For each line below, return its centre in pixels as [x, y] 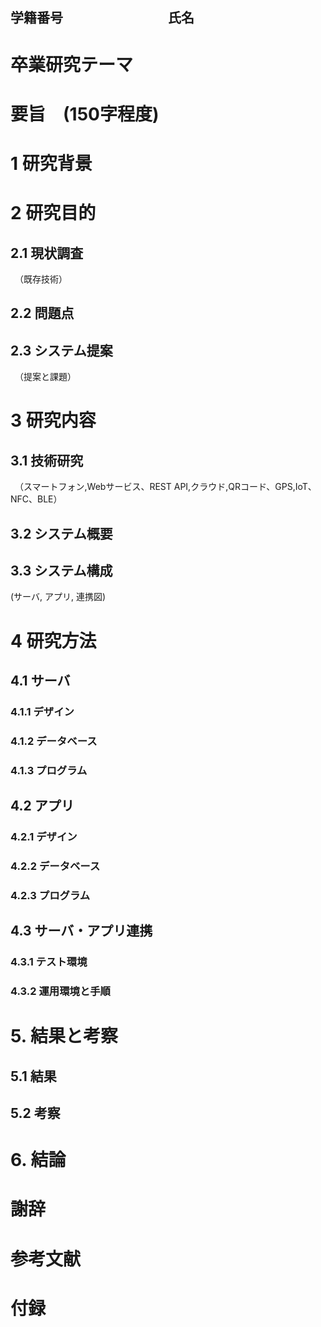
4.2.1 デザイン [44, 837]
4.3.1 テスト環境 [49, 962]
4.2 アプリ [42, 806]
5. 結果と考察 [64, 1036]
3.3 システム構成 [61, 570]
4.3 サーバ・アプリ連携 [81, 931]
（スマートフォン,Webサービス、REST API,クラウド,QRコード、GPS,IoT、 [167, 487]
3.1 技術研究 [47, 460]
